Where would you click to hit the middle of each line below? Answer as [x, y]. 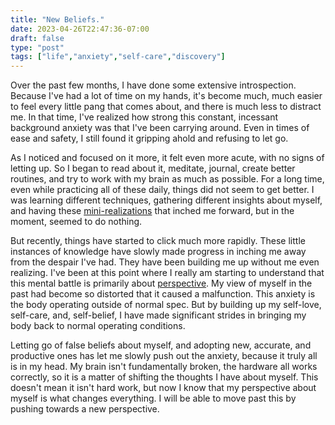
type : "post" [37, 47]
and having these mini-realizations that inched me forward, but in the [152, 211]
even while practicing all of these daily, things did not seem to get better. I [162, 190]
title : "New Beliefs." [57, 19]
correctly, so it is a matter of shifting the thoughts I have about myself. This [164, 377]
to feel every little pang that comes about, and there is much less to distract [166, 107]
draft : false [37, 38]
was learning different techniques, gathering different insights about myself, [166, 200]
